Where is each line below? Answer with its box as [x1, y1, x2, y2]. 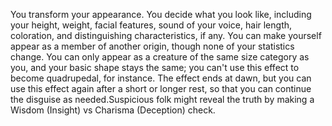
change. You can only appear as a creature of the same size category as [10, 51, 310, 63]
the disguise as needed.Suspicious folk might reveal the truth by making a [10, 94, 315, 105]
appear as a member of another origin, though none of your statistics [10, 40, 295, 52]
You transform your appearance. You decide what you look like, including [10, 9, 312, 20]
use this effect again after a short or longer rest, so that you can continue [10, 83, 312, 94]
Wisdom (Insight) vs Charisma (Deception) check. [10, 104, 216, 116]
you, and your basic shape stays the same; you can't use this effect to [10, 62, 300, 73]
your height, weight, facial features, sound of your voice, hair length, [10, 19, 293, 31]
